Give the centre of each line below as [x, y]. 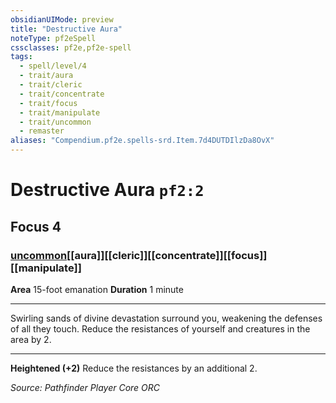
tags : [21, 57]
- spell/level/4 [53, 66]
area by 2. [31, 339]
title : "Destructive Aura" [66, 29]
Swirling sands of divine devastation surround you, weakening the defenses [166, 318]
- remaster [42, 131]
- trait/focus [48, 103]
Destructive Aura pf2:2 [107, 190]
